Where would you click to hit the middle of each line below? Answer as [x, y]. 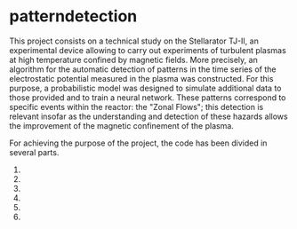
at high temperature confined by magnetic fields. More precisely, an [133, 59]
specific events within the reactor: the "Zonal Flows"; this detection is [136, 107]
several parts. [34, 152]
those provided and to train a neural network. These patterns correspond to [148, 97]
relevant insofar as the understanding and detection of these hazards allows [148, 116]
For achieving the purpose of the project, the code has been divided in [138, 143]
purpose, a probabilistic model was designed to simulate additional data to [145, 88]
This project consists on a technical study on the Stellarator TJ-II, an [134, 41]
